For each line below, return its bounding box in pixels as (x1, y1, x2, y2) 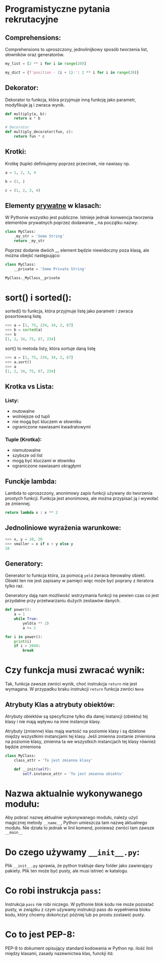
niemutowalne (12, 447, 41, 453)
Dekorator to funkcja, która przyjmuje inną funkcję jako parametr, (5, 97, 136, 103)
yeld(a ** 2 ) (23, 621, 49, 626)
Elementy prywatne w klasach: (5, 201, 101, 210)
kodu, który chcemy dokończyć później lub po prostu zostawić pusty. (5, 912, 145, 918)
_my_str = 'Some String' (14, 234, 65, 239)
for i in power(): (5, 634, 43, 639)
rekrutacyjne (5, 14, 59, 25)
